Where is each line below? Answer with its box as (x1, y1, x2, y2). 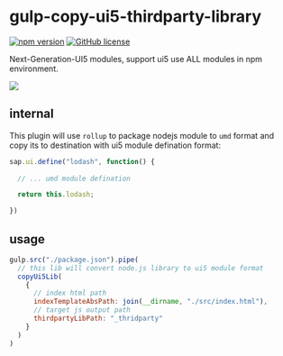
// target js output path (32, 306, 131, 315)
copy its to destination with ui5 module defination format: (9, 140, 222, 151)
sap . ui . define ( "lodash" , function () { (9, 157, 155, 166)
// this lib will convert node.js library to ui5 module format (17, 263, 264, 272)
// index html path (32, 288, 106, 298)
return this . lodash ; (17, 190, 95, 199)
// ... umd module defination (17, 174, 131, 183)
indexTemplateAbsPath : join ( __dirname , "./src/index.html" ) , (32, 297, 269, 306)
